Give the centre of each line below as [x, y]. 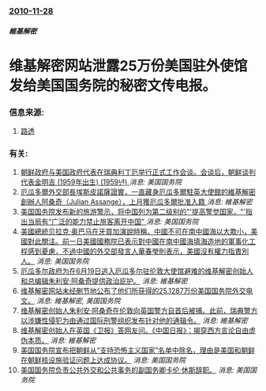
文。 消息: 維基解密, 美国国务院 [70, 301]
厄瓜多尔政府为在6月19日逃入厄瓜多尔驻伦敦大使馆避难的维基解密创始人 [137, 271]
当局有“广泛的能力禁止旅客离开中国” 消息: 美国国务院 [113, 222]
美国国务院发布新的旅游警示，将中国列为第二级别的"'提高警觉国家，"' [133, 212]
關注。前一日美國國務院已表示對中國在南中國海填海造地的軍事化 [145, 241]
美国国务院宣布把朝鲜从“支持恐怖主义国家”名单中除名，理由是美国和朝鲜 [138, 351]
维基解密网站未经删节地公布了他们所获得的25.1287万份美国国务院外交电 [137, 291]
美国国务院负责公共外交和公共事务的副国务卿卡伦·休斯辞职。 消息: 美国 [135, 370]
